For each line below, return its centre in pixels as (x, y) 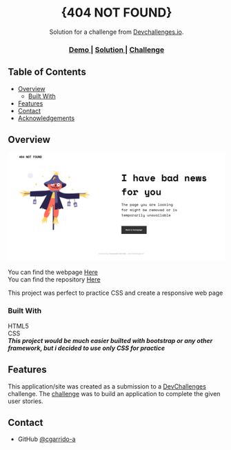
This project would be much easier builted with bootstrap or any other (110, 340)
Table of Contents (47, 72)
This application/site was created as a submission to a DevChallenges (107, 386)
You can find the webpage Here (53, 272)
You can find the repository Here (54, 280)
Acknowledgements (46, 118)
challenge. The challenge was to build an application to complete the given (114, 393)
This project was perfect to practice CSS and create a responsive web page (115, 293)
